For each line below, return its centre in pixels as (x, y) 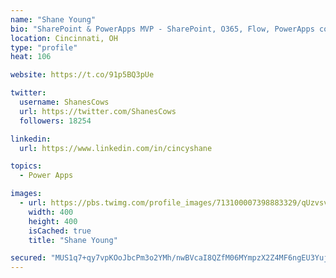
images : (26, 194)
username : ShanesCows (64, 102)
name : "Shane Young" (53, 19)
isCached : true (60, 231)
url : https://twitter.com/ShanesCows (98, 111)
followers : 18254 (55, 121)
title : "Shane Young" (73, 240)
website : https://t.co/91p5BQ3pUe (82, 75)
